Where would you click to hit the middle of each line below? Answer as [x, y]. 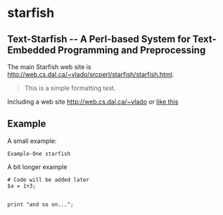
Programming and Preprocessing [132, 50]
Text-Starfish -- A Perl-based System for [99, 39]
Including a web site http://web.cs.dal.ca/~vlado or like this [93, 102]
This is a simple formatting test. [70, 88]
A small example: [32, 141]
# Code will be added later [49, 180]
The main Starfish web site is [49, 67]
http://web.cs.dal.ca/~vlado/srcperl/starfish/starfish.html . [91, 74]
